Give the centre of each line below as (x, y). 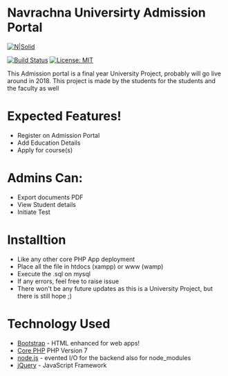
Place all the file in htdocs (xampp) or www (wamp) (90, 266)
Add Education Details (49, 143)
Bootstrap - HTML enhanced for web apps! (78, 343)
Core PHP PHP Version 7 (52, 350)
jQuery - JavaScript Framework (62, 365)
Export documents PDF (50, 197)
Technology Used (59, 324)
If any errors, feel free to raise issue (68, 281)
